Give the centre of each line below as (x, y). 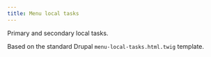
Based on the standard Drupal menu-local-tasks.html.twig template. (105, 46)
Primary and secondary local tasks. (58, 33)
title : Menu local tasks (43, 13)
